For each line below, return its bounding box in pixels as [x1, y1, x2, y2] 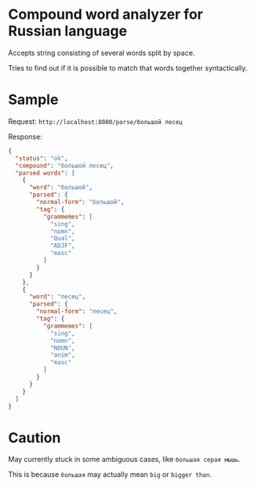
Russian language [8, 22, 128, 40]
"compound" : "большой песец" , [15, 162, 114, 169]
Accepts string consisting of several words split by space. [8, 48, 195, 57]
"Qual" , [49, 234, 76, 242]
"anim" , [49, 351, 76, 359]
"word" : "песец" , [28, 293, 86, 301]
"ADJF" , [49, 242, 76, 250]
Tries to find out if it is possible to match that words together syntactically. [8, 63, 248, 72]
